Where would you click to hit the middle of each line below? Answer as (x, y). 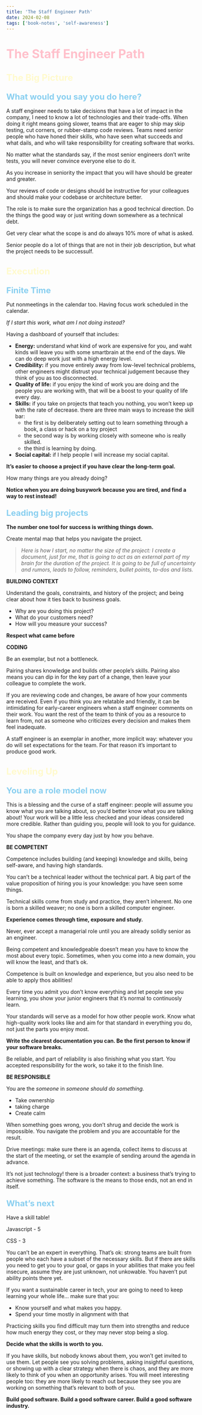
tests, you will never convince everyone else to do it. (71, 161)
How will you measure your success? (61, 624)
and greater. (21, 179)
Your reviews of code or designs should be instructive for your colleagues (98, 191)
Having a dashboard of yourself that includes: (63, 334)
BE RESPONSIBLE (29, 1077)
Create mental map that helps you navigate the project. (74, 539)
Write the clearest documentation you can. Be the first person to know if (98, 1041)
